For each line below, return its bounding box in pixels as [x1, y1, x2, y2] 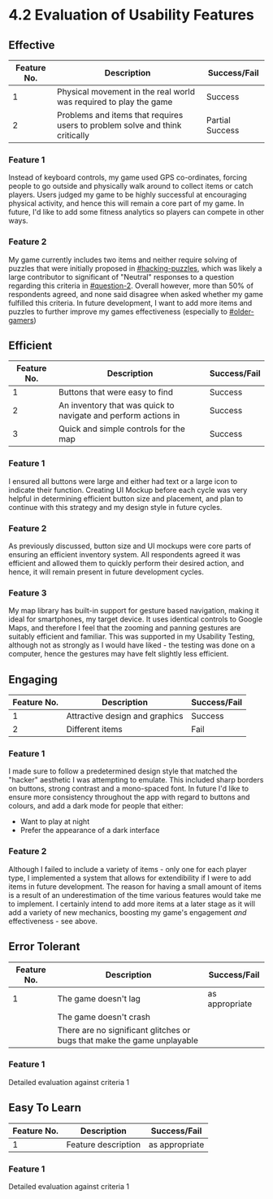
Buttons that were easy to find [58, 386, 173, 398]
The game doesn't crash [57, 1011, 151, 1022]
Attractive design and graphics [66, 710, 184, 722]
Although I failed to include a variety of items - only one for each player [8, 864, 247, 874]
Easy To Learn [8, 1101, 82, 1115]
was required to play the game [56, 96, 173, 107]
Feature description [66, 1139, 141, 1150]
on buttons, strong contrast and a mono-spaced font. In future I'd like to [8, 783, 249, 794]
